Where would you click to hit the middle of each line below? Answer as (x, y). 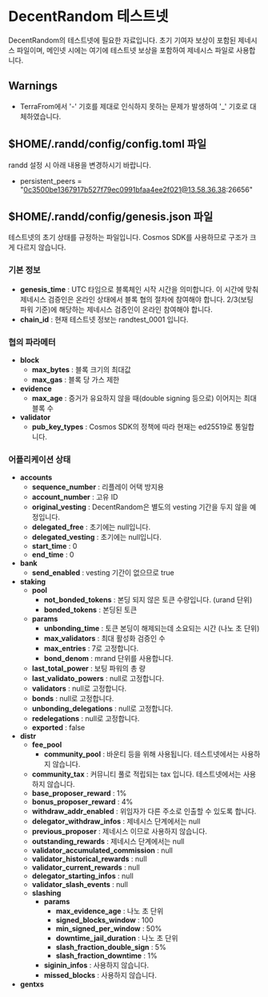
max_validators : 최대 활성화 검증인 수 (104, 638)
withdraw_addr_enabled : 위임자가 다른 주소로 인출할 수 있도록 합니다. (144, 812)
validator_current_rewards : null (86, 868)
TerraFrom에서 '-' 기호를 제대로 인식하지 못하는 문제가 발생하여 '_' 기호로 (134, 106)
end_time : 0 (53, 555)
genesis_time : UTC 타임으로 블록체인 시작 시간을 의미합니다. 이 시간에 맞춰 (139, 289)
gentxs (32, 984)
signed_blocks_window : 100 (104, 920)
